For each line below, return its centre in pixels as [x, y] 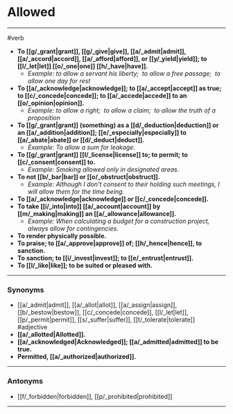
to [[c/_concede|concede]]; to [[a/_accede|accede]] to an [102, 95]
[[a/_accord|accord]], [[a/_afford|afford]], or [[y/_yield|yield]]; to [112, 58]
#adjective [32, 327]
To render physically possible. [62, 235]
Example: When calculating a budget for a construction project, [119, 221]
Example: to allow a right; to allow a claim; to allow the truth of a [122, 110]
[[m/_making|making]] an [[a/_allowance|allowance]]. [97, 213]
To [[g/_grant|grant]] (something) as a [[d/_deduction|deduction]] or [118, 125]
